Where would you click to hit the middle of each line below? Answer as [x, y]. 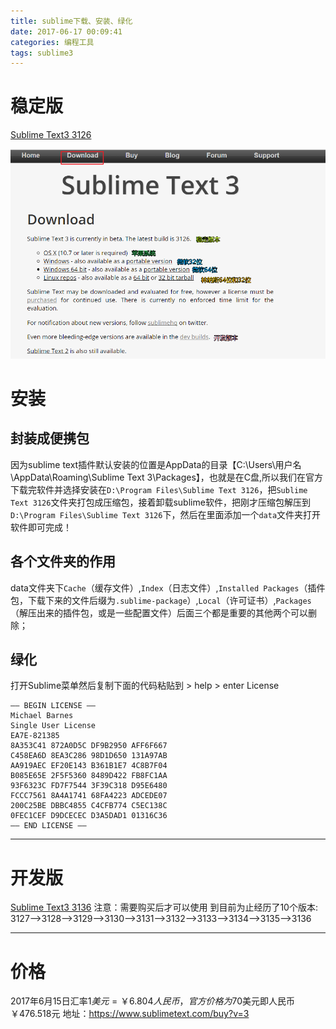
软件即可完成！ [41, 527]
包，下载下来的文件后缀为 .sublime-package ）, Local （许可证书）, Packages [161, 600]
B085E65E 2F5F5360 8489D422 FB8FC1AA [89, 776]
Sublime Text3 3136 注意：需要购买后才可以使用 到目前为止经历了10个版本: [164, 907]
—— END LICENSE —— [48, 826]
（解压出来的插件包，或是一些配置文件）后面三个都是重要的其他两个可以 [159, 612]
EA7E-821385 [35, 736]
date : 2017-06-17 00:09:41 [66, 31]
